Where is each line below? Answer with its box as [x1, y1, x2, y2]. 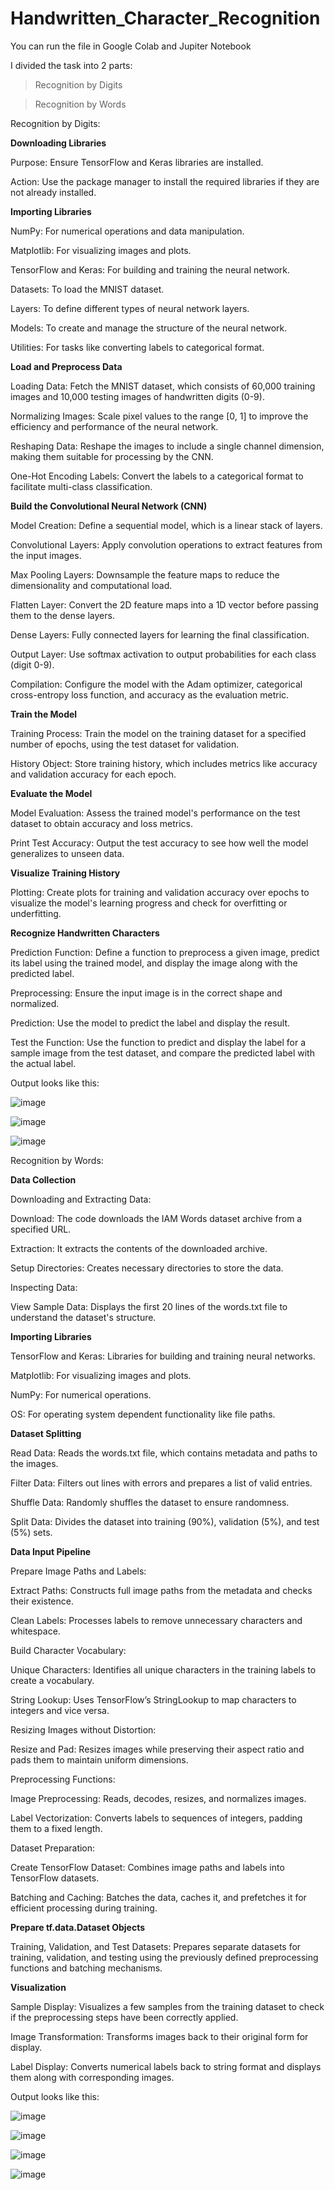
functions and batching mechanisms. [10, 1962, 163, 1974]
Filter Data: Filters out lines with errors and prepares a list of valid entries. [10, 1477, 313, 1489]
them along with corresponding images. [10, 2071, 175, 2083]
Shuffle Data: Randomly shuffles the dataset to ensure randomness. [10, 1496, 290, 1508]
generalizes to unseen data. [10, 847, 125, 859]
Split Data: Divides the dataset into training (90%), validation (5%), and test [10, 1515, 320, 1527]
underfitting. [10, 907, 62, 919]
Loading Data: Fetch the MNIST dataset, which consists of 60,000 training [10, 380, 316, 392]
